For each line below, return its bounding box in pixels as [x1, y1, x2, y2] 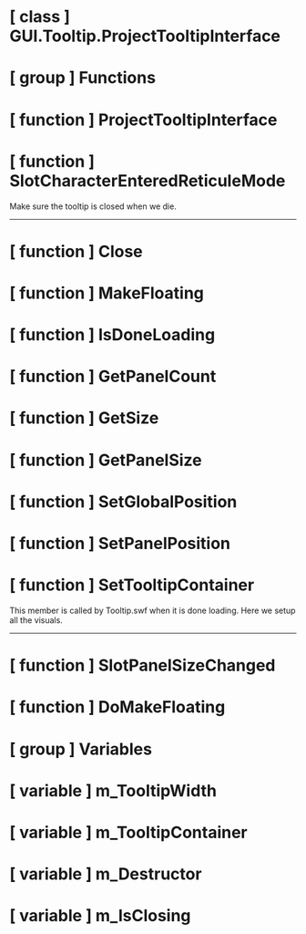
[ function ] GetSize [9, 408, 159, 429]
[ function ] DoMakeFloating [9, 697, 226, 718]
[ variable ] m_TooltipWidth [9, 780, 217, 801]
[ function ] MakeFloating [9, 283, 205, 303]
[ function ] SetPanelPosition [9, 534, 230, 554]
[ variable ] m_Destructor [9, 864, 202, 885]
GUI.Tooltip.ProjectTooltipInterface [9, 26, 280, 47]
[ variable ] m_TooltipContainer [9, 822, 248, 843]
